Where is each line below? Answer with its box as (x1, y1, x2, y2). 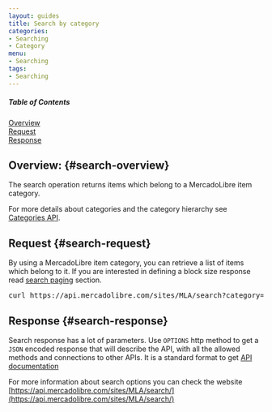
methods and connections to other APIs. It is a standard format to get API (8, 353, 253, 363)
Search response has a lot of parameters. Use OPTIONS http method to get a (8, 336, 259, 345)
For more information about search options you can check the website (8, 377, 243, 387)
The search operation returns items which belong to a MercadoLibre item (8, 180, 253, 190)
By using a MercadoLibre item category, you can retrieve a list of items (8, 258, 244, 268)
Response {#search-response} (8, 314, 168, 328)
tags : (8, 65, 27, 73)
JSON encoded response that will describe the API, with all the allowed (8, 344, 240, 354)
